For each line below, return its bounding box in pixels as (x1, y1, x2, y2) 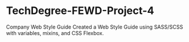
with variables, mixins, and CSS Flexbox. (6, 29, 104, 36)
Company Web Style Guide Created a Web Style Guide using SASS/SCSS (6, 23, 183, 30)
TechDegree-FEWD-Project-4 (6, 4, 154, 17)
